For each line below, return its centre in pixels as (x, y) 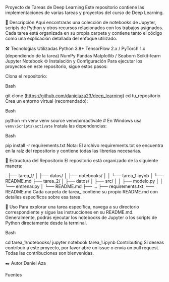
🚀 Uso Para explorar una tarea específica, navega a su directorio (72, 207)
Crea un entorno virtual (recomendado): (47, 101)
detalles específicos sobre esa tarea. (44, 197)
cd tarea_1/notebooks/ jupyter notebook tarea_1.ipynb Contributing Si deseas (85, 242)
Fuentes (14, 275)
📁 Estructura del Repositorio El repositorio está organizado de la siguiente (82, 160)
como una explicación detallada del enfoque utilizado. (61, 38)
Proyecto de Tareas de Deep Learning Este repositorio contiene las (75, 7)
